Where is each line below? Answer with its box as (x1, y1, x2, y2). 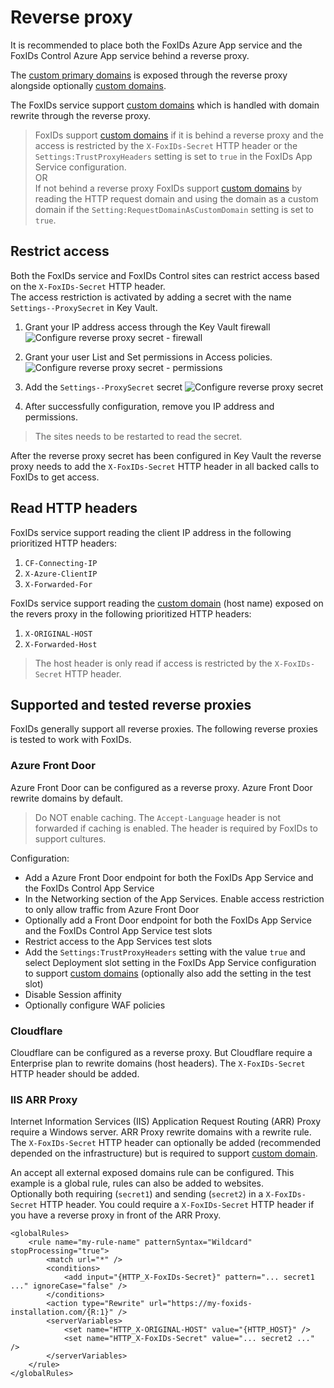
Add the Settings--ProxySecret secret (24, 381, 183, 393)
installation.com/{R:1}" (10, 1307, 114, 1318)
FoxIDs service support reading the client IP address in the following (10, 526, 292, 538)
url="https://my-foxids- (148, 1299, 253, 1309)
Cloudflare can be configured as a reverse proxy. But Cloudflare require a (10, 1046, 313, 1058)
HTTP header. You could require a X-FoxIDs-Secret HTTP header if (39, 1199, 315, 1211)
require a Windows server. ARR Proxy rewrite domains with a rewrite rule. (10, 1126, 312, 1138)
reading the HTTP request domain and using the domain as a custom (34, 192, 319, 205)
